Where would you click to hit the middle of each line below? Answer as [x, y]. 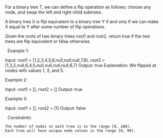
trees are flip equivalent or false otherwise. [48, 41]
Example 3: [16, 99]
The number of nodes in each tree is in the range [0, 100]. [68, 126]
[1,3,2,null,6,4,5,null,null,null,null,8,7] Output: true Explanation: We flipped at [81, 65]
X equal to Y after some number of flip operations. [55, 27]
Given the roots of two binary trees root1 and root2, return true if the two [78, 36]
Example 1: [18, 51]
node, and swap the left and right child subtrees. [54, 12]
